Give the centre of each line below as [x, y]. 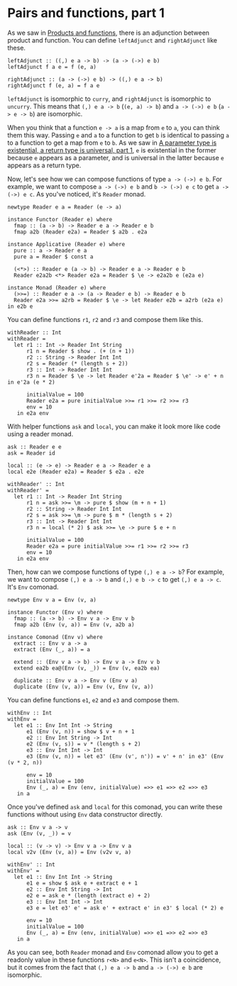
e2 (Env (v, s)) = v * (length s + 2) [83, 744]
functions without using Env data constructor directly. [85, 814]
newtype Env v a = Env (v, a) [52, 600]
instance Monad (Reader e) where [57, 288]
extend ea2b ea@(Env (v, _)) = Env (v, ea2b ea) [87, 668]
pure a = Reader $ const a [54, 257]
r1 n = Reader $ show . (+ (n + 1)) [80, 351]
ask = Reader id [31, 453]
